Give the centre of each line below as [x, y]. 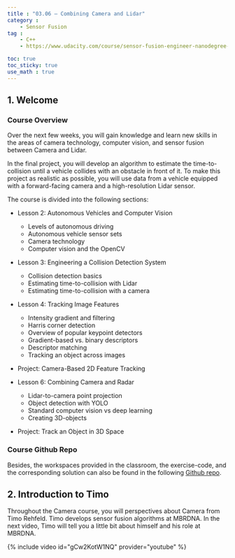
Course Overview [38, 120]
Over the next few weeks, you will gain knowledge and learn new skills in [112, 135]
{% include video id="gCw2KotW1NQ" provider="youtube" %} [97, 547]
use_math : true [31, 72]
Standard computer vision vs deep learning [90, 410]
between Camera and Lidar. [47, 150]
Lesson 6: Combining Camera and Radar [76, 382]
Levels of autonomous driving [71, 227]
